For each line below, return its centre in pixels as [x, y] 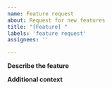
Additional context [35, 80]
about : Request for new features [56, 20]
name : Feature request [41, 14]
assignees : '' [28, 40]
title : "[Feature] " [38, 27]
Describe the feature [38, 66]
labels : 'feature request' [47, 33]
